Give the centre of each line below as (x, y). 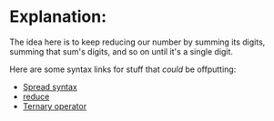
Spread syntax (50, 86)
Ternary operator (55, 106)
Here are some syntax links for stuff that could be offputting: (123, 69)
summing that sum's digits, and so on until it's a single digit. (122, 51)
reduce (36, 96)
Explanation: (58, 17)
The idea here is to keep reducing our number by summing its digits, (137, 42)
